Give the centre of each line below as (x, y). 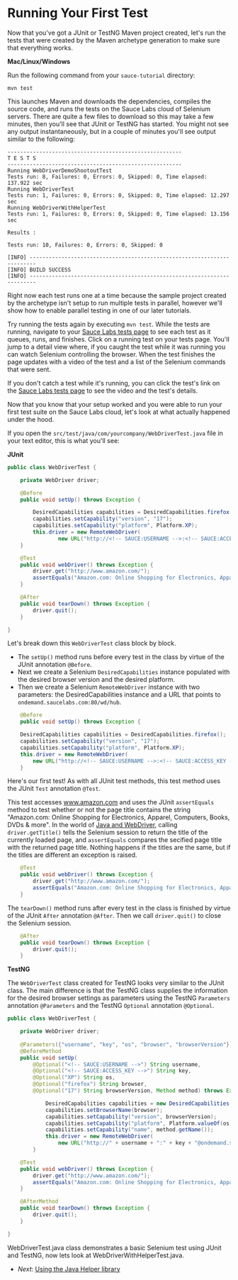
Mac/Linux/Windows (39, 61)
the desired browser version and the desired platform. (96, 680)
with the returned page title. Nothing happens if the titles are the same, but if (119, 848)
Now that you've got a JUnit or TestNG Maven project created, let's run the (117, 33)
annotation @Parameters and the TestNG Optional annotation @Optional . (111, 1006)
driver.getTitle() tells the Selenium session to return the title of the (108, 832)
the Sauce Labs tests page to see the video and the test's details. (103, 391)
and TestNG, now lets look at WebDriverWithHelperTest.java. (96, 1255)
